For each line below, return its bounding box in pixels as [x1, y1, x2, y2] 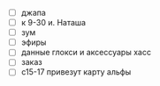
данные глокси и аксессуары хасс [20, 47, 152, 58]
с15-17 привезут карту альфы [20, 67, 132, 77]
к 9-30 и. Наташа [20, 18, 86, 28]
